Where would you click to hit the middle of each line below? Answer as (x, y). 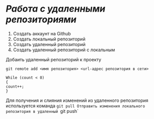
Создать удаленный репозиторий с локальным (64, 50)
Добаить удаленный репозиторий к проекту (54, 59)
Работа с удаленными (55, 9)
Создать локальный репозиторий (49, 39)
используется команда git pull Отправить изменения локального (75, 106)
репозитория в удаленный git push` (42, 111)
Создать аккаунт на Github (42, 33)
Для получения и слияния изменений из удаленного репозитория (77, 100)
